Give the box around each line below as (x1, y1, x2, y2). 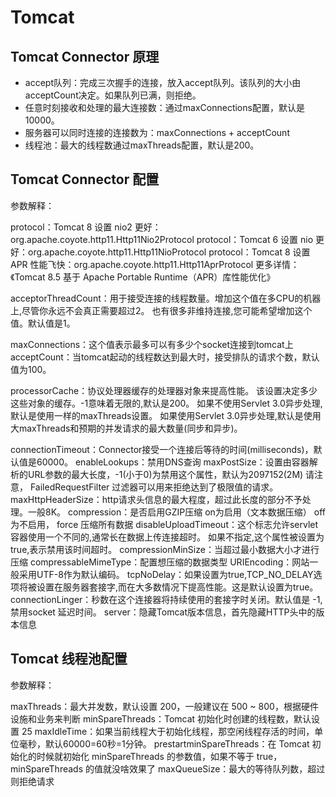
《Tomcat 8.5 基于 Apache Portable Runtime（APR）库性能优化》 (10, 271, 276, 283)
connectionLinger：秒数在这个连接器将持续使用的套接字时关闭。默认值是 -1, (10, 593, 323, 605)
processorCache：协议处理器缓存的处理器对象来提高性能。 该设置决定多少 (10, 384, 318, 396)
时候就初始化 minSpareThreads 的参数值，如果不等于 (36, 750, 255, 762)
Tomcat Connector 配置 (10, 171, 160, 188)
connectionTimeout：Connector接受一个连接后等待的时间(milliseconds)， (10, 443, 314, 455)
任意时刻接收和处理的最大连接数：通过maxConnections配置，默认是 (24, 102, 305, 113)
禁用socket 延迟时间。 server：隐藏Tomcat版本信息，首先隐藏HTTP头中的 (10, 606, 317, 618)
